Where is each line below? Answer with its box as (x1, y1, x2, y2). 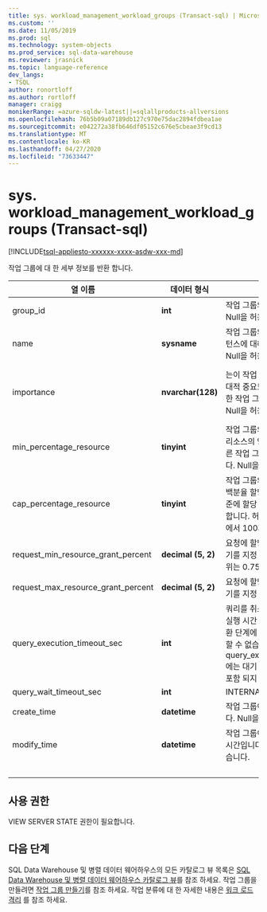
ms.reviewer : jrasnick (8, 57, 83, 65)
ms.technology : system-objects (8, 41, 112, 49)
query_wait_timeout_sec (12, 687, 102, 698)
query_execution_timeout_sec (12, 638, 123, 649)
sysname (161, 338, 197, 349)
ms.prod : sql (8, 33, 52, 42)
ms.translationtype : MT (8, 130, 87, 138)
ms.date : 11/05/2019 (8, 26, 77, 34)
